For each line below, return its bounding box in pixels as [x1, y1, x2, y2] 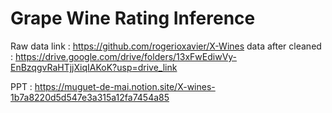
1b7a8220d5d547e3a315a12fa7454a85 [10, 91, 170, 103]
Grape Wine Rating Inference [10, 7, 256, 30]
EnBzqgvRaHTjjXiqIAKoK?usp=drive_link [10, 61, 178, 73]
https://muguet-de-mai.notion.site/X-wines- [34, 80, 216, 92]
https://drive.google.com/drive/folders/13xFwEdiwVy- [14, 50, 238, 62]
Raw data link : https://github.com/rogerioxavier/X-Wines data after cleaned [10, 40, 322, 52]
